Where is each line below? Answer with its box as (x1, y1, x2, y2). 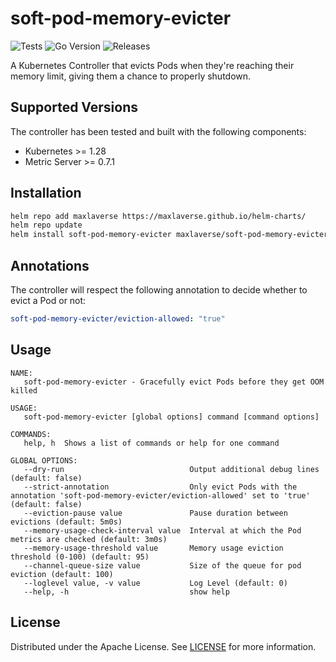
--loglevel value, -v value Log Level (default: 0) (23, 578, 288, 588)
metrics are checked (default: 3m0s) (10, 534, 168, 544)
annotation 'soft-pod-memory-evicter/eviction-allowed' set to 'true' (10, 490, 311, 501)
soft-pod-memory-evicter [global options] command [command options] (23, 412, 320, 422)
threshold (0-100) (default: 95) (10, 552, 150, 562)
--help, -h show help (23, 587, 230, 597)
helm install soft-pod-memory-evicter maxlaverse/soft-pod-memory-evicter (10, 230, 329, 240)
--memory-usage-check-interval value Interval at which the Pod (23, 525, 302, 536)
